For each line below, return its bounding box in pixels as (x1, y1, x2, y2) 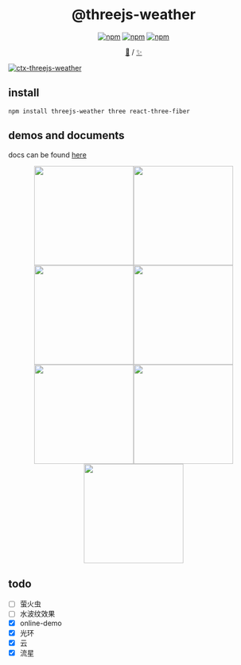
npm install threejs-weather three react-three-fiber (8, 107, 191, 115)
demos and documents (8, 129, 125, 142)
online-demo (19, 618, 62, 628)
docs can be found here (8, 149, 87, 160)
